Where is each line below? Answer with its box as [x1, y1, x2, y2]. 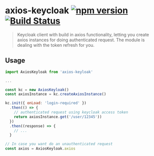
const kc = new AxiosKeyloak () [5, 87, 69, 92]
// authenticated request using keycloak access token [14, 110, 128, 115]
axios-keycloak [5, 5, 70, 16]
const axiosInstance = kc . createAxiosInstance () [5, 92, 106, 97]
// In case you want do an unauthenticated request [5, 142, 113, 147]
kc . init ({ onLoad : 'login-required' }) [5, 101, 87, 106]
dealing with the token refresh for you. [17, 42, 95, 48]
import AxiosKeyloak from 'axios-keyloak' [5, 69, 93, 74]
